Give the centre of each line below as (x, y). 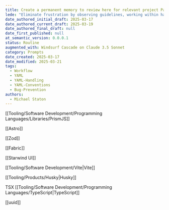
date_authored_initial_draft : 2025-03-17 (49, 19)
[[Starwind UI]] (21, 158)
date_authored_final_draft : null (40, 29)
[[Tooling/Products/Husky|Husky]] (41, 178)
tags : (11, 66)
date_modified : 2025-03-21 (33, 62)
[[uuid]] (13, 202)
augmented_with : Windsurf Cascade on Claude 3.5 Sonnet (65, 47)
